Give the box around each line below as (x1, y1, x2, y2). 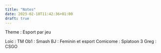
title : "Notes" (5, 7, 36, 12)
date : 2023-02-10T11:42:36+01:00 (5, 12, 73, 16)
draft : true (5, 16, 29, 21)
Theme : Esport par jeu (5, 29, 51, 35)
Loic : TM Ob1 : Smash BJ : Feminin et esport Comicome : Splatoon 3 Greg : (5, 39, 157, 44)
